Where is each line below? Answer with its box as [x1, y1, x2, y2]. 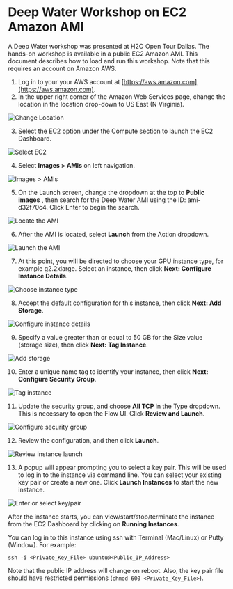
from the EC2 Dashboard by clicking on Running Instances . [8, 519, 179, 528]
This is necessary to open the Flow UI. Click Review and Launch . [17, 409, 205, 418]
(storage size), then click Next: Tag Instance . [17, 340, 148, 349]
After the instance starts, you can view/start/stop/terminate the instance [8, 512, 215, 521]
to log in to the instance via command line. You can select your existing [17, 471, 222, 479]
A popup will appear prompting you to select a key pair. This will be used [17, 463, 227, 471]
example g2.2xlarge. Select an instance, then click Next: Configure [17, 264, 211, 272]
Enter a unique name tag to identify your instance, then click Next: [17, 367, 209, 376]
